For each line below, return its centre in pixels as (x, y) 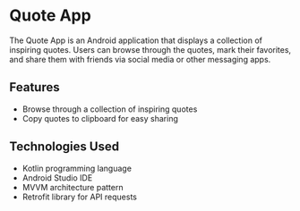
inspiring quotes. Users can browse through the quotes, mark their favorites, (150, 49)
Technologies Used (64, 147)
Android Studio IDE (57, 177)
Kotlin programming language (77, 168)
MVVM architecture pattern (73, 187)
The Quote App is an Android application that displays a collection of (136, 40)
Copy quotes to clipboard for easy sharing (100, 118)
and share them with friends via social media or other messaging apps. (140, 59)
